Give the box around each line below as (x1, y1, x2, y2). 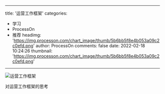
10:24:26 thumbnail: (12, 48, 53, 54)
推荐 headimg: (12, 32, 42, 38)
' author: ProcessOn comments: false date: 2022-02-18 (33, 43, 145, 48)
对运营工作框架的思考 (5, 84, 48, 89)
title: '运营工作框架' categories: (5, 10, 68, 16)
